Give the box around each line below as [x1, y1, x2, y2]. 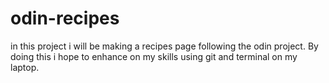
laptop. [10, 61, 40, 73]
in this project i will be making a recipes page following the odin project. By [10, 40, 319, 52]
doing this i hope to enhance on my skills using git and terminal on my [10, 50, 298, 62]
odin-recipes [10, 7, 120, 30]
